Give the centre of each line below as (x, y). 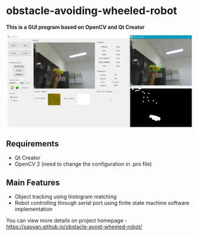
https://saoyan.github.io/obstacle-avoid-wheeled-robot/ (74, 227)
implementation (34, 209)
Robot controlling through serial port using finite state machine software (102, 203)
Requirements (32, 144)
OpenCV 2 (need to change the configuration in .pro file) (83, 164)
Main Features (33, 182)
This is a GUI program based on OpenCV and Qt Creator (75, 27)
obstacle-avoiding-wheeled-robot (92, 11)
